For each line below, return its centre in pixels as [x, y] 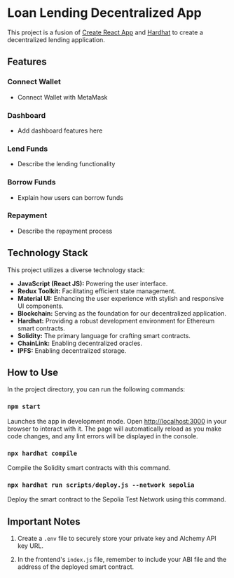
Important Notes [44, 522]
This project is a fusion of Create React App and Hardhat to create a [105, 32]
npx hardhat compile [42, 453]
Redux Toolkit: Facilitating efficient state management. [97, 291]
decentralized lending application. [56, 39]
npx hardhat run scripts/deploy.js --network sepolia [101, 485]
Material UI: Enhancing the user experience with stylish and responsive [121, 298]
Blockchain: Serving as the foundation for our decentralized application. [122, 313]
